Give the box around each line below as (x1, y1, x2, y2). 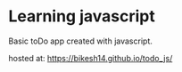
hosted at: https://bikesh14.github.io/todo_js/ (8, 52, 173, 63)
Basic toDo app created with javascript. (8, 36, 153, 46)
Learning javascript (8, 6, 155, 27)
